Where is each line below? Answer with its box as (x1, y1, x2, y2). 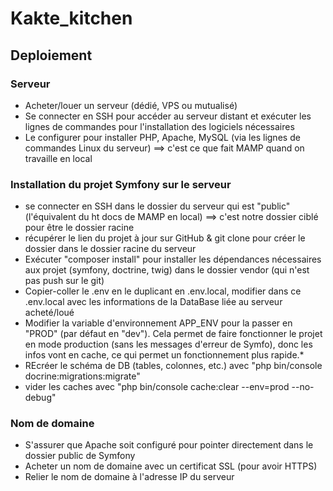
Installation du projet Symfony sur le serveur (10, 177, 232, 191)
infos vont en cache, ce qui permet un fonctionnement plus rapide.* (24, 349, 305, 361)
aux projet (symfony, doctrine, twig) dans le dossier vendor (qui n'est (24, 264, 310, 276)
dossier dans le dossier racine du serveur (24, 243, 197, 255)
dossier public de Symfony (24, 450, 136, 462)
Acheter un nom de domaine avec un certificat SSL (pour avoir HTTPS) (24, 460, 318, 472)
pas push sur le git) (24, 275, 105, 287)
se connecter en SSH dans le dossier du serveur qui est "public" (24, 200, 291, 212)
